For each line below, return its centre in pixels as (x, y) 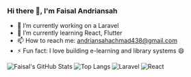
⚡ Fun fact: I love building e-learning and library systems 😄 (101, 51)
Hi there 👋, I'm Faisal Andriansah (62, 11)
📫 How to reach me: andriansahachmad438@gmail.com (97, 41)
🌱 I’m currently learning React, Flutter (69, 33)
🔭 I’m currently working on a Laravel (68, 26)
